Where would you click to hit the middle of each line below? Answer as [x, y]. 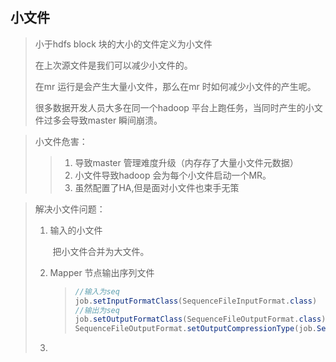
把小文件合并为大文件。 [101, 251]
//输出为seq [97, 310]
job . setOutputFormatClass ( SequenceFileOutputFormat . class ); [202, 319]
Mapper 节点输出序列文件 [102, 272]
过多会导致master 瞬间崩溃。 [103, 120]
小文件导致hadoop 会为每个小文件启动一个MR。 [173, 175]
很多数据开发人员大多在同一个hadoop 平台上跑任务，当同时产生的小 [174, 107]
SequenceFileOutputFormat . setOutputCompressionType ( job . [196, 329]
